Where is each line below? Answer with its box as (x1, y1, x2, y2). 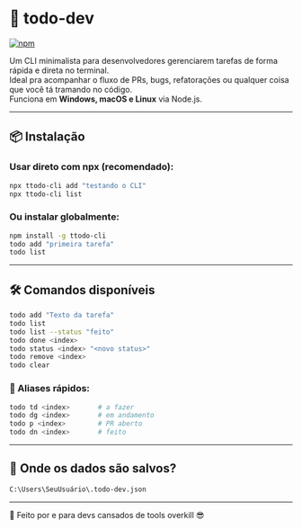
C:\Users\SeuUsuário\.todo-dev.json (9, 485, 147, 494)
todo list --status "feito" (9, 327, 115, 336)
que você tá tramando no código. (9, 84, 133, 94)
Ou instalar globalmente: (9, 211, 120, 223)
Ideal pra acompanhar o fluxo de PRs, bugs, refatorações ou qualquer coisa (9, 74, 289, 85)
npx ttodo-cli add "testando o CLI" (9, 181, 147, 190)
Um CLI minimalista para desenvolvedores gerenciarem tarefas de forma (9, 55, 279, 66)
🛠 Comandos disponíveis (9, 282, 155, 298)
